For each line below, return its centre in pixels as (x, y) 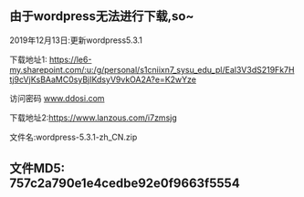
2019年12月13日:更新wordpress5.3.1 (76, 40)
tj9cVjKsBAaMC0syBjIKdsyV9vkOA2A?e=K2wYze (103, 79)
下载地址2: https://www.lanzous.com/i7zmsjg (93, 118)
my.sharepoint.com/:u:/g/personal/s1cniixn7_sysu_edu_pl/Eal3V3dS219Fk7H (152, 69)
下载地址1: (28, 59)
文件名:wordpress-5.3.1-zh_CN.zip (73, 137)
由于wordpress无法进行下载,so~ (102, 16)
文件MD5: (37, 168)
